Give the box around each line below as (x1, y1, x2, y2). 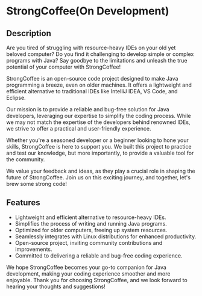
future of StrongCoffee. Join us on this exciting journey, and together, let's (6, 174, 191, 181)
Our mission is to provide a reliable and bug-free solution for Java (6, 106, 170, 113)
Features (6, 197, 40, 208)
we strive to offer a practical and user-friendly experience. (6, 125, 152, 132)
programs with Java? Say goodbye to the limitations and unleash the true (6, 57, 188, 64)
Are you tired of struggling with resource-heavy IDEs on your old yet (6, 44, 176, 51)
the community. (6, 156, 45, 163)
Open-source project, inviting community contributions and (14, 239, 163, 246)
